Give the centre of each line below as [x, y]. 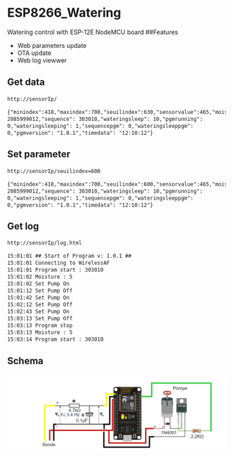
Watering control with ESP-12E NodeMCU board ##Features [93, 32]
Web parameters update [52, 45]
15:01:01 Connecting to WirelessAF [59, 263]
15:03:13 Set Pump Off [40, 319]
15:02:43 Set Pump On [38, 312]
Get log [23, 226]
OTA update [34, 53]
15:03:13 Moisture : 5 [40, 333]
